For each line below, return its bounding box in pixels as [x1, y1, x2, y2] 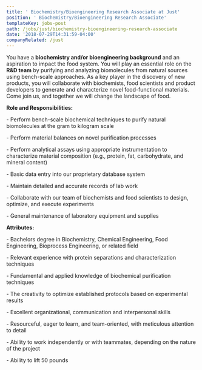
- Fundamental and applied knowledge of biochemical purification [6, 272, 171, 279]
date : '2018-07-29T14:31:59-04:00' [6, 32, 96, 38]
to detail [6, 327, 27, 334]
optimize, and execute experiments [6, 201, 94, 207]
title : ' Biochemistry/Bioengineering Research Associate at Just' [6, 8, 181, 15]
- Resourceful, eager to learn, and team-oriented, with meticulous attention [6, 320, 194, 328]
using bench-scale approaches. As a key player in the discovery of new [6, 73, 186, 80]
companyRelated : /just [6, 37, 64, 43]
